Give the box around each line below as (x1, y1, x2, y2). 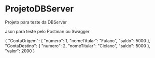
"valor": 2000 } (5, 48, 35, 54)
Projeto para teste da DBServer (5, 19, 67, 25)
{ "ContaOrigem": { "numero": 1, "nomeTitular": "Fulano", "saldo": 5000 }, (5, 37, 151, 44)
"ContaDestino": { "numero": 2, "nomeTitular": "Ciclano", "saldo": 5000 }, (5, 43, 151, 48)
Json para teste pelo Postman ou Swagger (5, 28, 90, 34)
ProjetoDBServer (5, 3, 74, 14)
